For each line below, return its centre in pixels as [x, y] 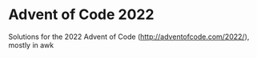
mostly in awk [31, 44]
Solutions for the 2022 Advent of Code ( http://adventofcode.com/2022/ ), [129, 37]
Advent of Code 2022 [81, 15]
